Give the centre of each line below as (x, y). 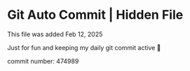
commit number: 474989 (43, 61)
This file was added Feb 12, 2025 (55, 34)
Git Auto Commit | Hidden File (95, 15)
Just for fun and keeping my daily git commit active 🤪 (84, 47)
